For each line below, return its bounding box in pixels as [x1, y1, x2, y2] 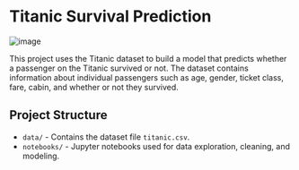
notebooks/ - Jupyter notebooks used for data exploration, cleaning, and [22, 140, 290, 151]
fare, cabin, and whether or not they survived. [9, 81, 180, 92]
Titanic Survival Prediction [9, 6, 212, 27]
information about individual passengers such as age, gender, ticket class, [9, 72, 285, 82]
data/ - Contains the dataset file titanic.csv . [22, 132, 190, 142]
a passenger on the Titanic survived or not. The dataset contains [9, 63, 249, 73]
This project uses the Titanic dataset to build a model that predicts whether [9, 53, 287, 64]
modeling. [22, 150, 60, 161]
